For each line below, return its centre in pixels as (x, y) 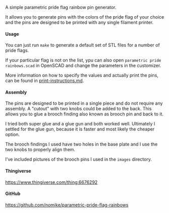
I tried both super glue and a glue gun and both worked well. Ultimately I (80, 124)
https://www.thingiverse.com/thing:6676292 (51, 182)
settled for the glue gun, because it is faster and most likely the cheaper (80, 129)
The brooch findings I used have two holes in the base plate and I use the (81, 144)
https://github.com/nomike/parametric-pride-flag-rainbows (67, 205)
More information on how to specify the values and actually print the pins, (82, 76)
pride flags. (17, 50)
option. (13, 134)
